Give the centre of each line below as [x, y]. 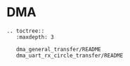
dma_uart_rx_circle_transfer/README [70, 55]
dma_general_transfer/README [58, 49]
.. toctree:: [26, 31]
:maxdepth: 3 [35, 37]
